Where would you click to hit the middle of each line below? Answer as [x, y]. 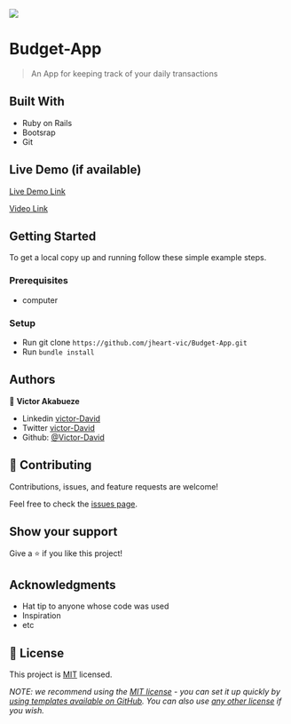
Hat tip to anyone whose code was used [95, 606]
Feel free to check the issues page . [73, 504]
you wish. [27, 711]
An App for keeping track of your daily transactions [124, 73]
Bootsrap [39, 132]
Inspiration [41, 616]
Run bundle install [58, 352]
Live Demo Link [38, 191]
